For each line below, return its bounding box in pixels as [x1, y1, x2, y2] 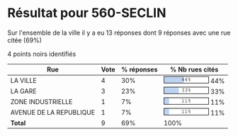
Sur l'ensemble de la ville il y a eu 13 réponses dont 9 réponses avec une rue [7, 28, 231, 37]
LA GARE [10, 86, 37, 95]
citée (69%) [7, 35, 42, 44]
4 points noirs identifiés [7, 50, 76, 58]
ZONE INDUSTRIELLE [10, 98, 73, 106]
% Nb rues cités [169, 65, 219, 74]
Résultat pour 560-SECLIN [7, 5, 166, 21]
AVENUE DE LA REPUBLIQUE [10, 108, 96, 117]
